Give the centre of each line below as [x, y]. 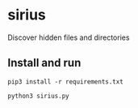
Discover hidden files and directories [69, 37]
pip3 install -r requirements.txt [66, 82]
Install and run [44, 63]
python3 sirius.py [38, 96]
